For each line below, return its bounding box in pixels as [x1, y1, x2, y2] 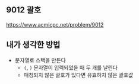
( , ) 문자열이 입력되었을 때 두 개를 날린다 [23, 64, 118, 71]
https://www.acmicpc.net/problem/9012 [6, 21, 104, 28]
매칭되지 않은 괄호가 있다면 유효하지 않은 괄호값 [23, 71, 134, 78]
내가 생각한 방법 [6, 40, 61, 50]
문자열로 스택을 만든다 [14, 56, 67, 63]
